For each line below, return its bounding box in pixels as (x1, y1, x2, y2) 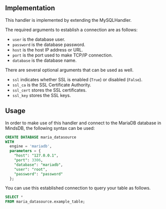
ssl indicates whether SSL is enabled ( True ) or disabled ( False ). (12, 76, 143, 82)
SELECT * (5, 195, 23, 200)
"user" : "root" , (14, 167, 48, 172)
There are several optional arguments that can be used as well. (5, 67, 134, 73)
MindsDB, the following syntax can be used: (5, 125, 95, 131)
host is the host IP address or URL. (12, 47, 83, 52)
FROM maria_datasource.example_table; (5, 199, 85, 205)
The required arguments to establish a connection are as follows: (5, 27, 138, 33)
